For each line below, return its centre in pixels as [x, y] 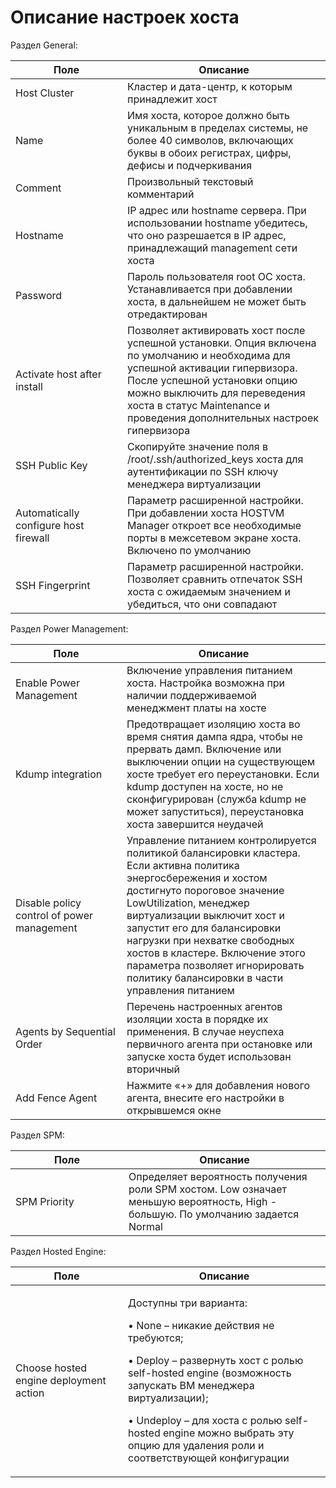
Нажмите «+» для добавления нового [218, 1085]
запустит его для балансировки [204, 928]
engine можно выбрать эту [229, 1433]
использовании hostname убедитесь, [217, 223]
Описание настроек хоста [125, 17]
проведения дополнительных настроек [223, 418]
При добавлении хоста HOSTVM [206, 513]
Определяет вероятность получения [218, 1176]
